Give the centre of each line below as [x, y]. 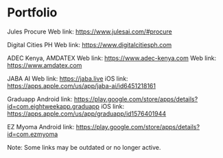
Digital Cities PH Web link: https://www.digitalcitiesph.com [90, 44]
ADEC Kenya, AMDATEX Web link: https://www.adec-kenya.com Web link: [112, 58]
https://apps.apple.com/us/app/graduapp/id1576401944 [87, 114]
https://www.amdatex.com [45, 65]
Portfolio [32, 13]
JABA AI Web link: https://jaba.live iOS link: [68, 78]
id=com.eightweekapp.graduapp [53, 106]
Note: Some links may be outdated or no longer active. [84, 147]
